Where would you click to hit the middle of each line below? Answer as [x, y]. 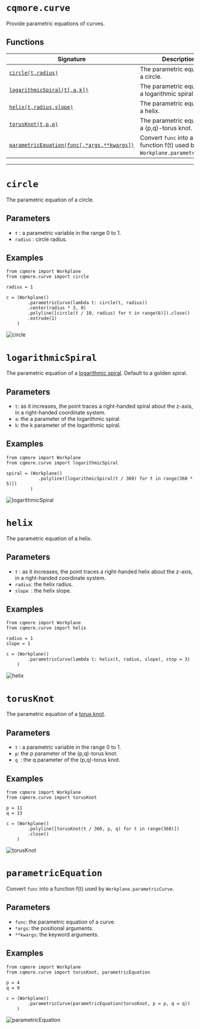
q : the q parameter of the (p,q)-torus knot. [68, 760]
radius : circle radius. [41, 239]
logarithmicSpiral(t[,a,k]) [49, 90]
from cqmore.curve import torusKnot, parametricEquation [78, 972]
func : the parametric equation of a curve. [65, 922]
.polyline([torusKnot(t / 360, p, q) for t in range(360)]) [104, 829]
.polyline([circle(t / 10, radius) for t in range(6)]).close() [109, 313]
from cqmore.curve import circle [48, 277]
